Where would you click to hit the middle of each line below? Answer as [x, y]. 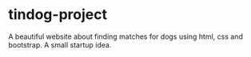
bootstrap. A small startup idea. [60, 44]
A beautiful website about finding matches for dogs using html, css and [126, 36]
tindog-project [58, 15]
